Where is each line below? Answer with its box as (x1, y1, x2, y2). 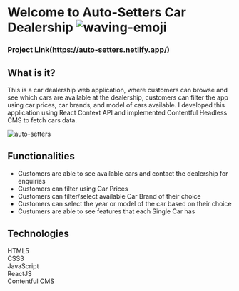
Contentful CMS (7, 277, 55, 285)
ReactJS (7, 269, 32, 277)
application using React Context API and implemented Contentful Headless (7, 108, 228, 117)
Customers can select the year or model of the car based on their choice (17, 199, 232, 208)
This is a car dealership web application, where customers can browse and (7, 85, 228, 94)
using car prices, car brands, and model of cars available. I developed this (7, 100, 225, 109)
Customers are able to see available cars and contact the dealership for (17, 169, 228, 178)
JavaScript (7, 261, 39, 270)
